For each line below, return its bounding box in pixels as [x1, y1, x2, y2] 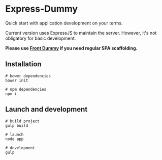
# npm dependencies [5, 87, 47, 92]
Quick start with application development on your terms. [5, 20, 123, 26]
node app [5, 136, 24, 142]
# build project [5, 118, 40, 124]
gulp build [5, 123, 28, 128]
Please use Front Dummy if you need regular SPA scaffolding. [5, 45, 138, 51]
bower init [5, 77, 28, 83]
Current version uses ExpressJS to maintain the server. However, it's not [5, 30, 157, 36]
